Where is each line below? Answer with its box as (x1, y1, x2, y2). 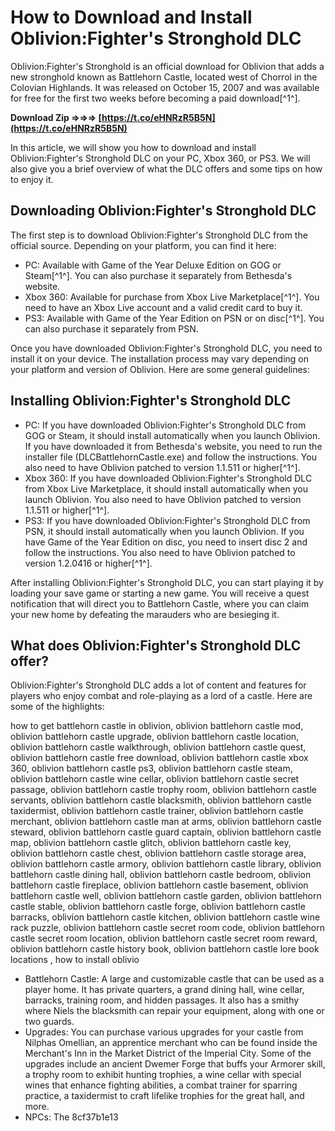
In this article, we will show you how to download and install (10, 141, 257, 153)
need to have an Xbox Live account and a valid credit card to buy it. (24, 301, 303, 313)
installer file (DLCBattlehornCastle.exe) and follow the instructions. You (24, 451, 317, 463)
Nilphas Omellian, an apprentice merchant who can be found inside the (24, 1037, 318, 1049)
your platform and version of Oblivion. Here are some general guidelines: (10, 363, 311, 375)
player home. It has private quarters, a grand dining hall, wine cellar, (24, 984, 305, 996)
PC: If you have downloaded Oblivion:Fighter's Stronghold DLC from (24, 419, 307, 431)
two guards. (24, 1016, 75, 1028)
